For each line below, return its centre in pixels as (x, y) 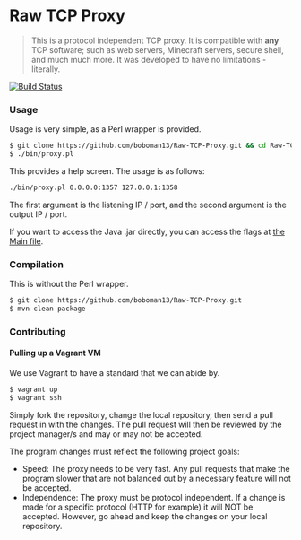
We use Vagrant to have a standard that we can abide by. (115, 373)
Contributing (38, 331)
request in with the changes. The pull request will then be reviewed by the (146, 424)
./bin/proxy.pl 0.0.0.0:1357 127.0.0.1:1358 (94, 187)
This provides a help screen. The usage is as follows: (107, 170)
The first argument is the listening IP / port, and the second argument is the (148, 205)
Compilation (37, 264)
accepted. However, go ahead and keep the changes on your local (145, 516)
